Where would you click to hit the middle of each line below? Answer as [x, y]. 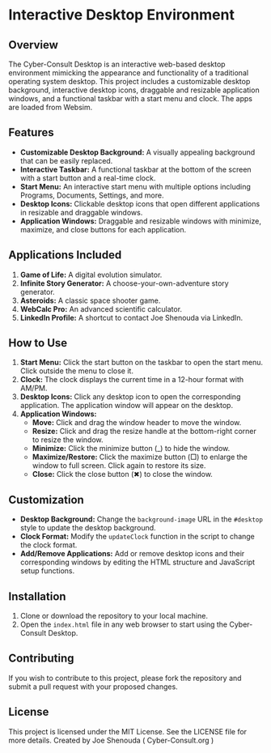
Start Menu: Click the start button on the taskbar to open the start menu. [142, 363]
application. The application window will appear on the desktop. [126, 406]
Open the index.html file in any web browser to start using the [124, 624]
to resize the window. [68, 440]
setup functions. [47, 571]
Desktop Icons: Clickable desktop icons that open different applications [140, 203]
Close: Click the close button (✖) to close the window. [122, 474]
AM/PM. [34, 388]
